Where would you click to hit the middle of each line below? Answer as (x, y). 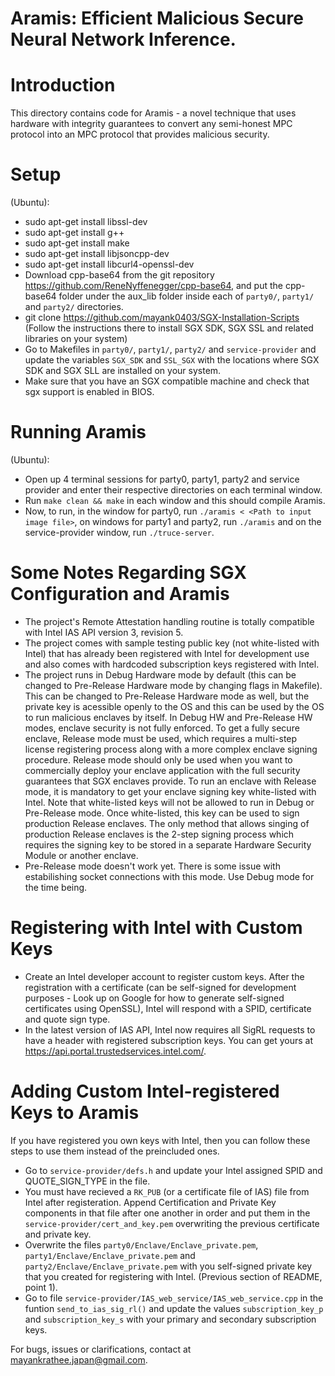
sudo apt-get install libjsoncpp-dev (97, 254)
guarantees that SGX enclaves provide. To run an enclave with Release (170, 781)
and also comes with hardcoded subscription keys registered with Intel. (172, 664)
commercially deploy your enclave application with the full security (162, 770)
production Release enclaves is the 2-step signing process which (159, 834)
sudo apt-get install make (77, 243)
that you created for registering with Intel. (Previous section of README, (173, 1276)
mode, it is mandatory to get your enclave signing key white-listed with (170, 791)
